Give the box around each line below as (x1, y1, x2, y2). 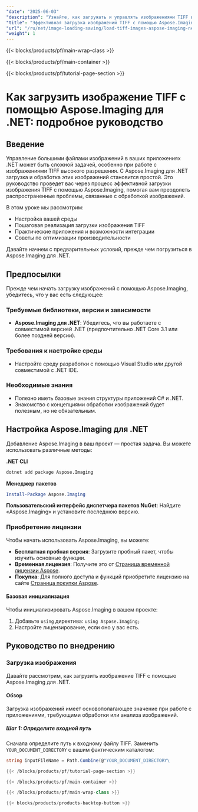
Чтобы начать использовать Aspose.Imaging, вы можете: (6, 536, 150, 544)
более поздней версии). (14, 332, 75, 339)
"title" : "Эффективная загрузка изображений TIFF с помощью (6, 20, 157, 25)
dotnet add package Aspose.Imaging (6, 469, 94, 475)
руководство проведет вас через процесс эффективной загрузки (6, 180, 171, 187)
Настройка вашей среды (14, 215, 78, 222)
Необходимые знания (6, 381, 73, 389)
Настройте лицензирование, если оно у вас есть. (14, 623, 140, 630)
